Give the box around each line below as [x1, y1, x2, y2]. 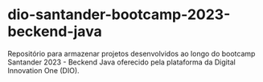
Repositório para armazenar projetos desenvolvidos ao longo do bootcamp [7, 49, 256, 58]
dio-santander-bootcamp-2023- [7, 6, 231, 24]
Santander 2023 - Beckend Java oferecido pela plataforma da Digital [7, 57, 236, 67]
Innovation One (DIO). [7, 65, 80, 75]
